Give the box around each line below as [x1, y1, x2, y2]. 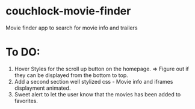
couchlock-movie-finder [5, 4, 131, 18]
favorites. [14, 97, 39, 104]
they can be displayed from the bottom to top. [14, 71, 129, 79]
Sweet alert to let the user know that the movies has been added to [14, 90, 181, 98]
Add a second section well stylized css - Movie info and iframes [14, 78, 173, 85]
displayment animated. [14, 84, 71, 92]
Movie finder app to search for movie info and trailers [5, 24, 138, 31]
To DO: [5, 45, 40, 59]
